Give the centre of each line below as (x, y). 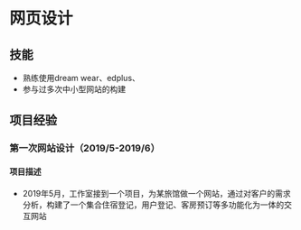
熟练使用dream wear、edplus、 (81, 78)
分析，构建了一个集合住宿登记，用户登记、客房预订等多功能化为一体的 (153, 205)
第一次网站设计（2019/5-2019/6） (85, 148)
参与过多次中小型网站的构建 (74, 89)
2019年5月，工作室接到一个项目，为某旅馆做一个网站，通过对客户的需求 (156, 193)
